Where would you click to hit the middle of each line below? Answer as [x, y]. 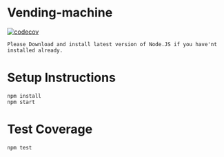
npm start [21, 102]
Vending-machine [60, 13]
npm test [20, 147]
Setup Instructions [61, 78]
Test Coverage [50, 129]
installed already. [35, 50]
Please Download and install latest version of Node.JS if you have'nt [112, 44]
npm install [24, 96]
